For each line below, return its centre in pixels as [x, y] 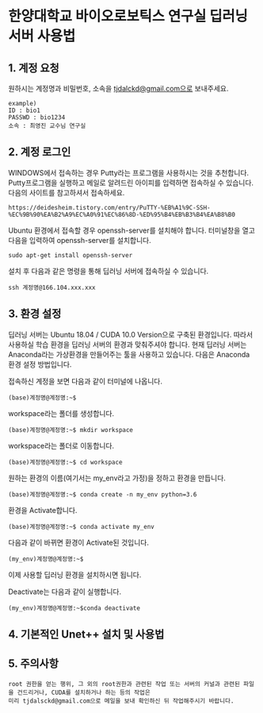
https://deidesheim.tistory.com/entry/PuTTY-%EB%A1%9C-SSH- [110, 207]
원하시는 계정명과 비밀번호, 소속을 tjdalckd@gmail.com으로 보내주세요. [118, 89]
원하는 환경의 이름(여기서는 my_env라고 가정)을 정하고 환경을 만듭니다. [117, 478]
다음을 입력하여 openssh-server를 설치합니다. [80, 240]
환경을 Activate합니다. [43, 510]
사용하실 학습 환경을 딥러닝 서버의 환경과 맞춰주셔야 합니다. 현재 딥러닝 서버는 [128, 344]
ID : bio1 [25, 110]
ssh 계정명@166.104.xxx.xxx [52, 287]
